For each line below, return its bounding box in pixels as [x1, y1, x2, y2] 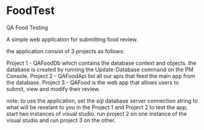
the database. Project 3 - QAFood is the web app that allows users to [6, 79, 179, 86]
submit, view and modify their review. [6, 85, 100, 92]
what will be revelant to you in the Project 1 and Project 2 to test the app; [6, 103, 188, 110]
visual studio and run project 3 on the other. [6, 117, 116, 124]
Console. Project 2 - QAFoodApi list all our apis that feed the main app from [6, 72, 195, 79]
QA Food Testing [6, 24, 49, 31]
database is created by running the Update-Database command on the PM [6, 65, 194, 73]
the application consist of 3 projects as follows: [6, 47, 125, 55]
